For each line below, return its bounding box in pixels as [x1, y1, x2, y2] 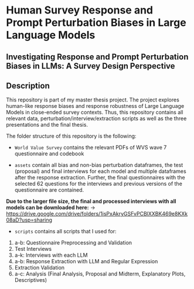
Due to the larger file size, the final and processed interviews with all [6, 198, 176, 205]
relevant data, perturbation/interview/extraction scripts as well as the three [6, 115, 187, 122]
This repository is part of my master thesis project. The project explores [6, 96, 180, 103]
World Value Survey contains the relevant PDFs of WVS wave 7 [14, 144, 167, 151]
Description [6, 80, 50, 91]
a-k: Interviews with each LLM [14, 251, 88, 259]
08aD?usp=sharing [6, 216, 53, 223]
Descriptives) [14, 277, 47, 284]
